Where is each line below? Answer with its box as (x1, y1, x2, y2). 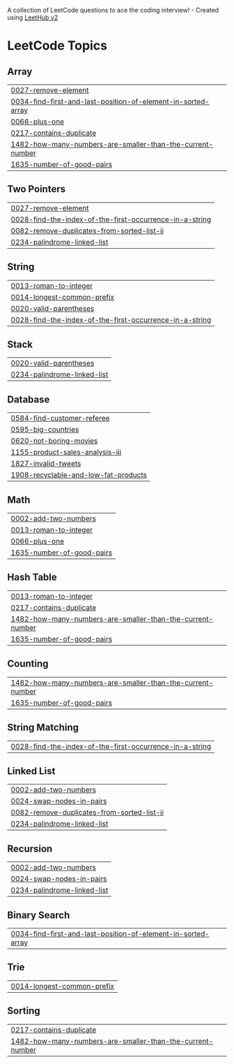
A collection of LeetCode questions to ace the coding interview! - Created (7, 6, 219, 14)
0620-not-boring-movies (10, 436, 98, 446)
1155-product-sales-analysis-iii (10, 447, 122, 457)
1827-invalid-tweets (10, 459, 81, 469)
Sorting (7, 1005, 40, 1017)
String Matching (7, 722, 79, 734)
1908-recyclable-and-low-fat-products (10, 470, 148, 480)
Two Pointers (7, 183, 66, 195)
